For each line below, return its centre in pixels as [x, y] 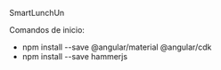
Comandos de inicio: [47, 30]
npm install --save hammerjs [74, 56]
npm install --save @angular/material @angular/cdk [117, 47]
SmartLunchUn [37, 13]
